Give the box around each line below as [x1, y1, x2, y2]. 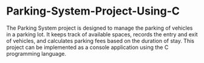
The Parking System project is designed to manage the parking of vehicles [6, 24, 193, 31]
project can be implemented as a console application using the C [6, 44, 169, 51]
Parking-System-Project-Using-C [6, 4, 180, 18]
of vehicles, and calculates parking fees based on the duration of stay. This [6, 37, 194, 44]
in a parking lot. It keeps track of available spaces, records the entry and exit [6, 30, 198, 38]
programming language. [6, 50, 67, 57]
